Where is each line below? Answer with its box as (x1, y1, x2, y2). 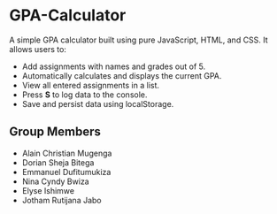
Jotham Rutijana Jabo (21, 195, 102, 205)
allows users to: (9, 43, 66, 54)
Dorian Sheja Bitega (21, 157, 95, 168)
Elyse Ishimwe (21, 185, 75, 195)
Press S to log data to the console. (21, 89, 148, 100)
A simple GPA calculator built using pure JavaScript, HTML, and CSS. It (9, 34, 268, 45)
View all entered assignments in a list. (21, 80, 160, 90)
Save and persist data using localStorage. (21, 98, 174, 109)
